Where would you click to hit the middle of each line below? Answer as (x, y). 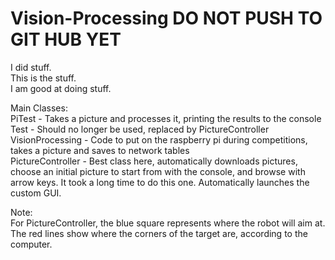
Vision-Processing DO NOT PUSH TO (166, 18)
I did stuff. (31, 67)
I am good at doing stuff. (61, 88)
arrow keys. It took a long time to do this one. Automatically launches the (160, 182)
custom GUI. (36, 193)
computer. (31, 244)
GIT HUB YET (66, 39)
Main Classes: (39, 108)
